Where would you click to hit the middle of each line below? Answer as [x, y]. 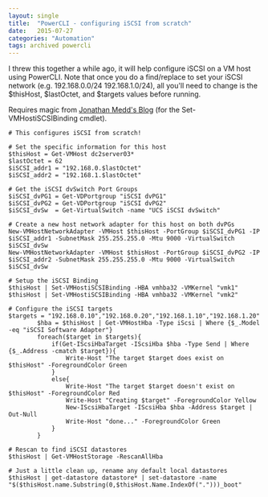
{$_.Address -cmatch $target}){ [62, 351]
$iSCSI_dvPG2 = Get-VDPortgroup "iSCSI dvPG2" [87, 203]
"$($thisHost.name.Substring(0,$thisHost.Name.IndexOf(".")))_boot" [125, 485]
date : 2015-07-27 [41, 31]
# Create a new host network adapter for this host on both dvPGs [122, 225]
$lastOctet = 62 [35, 162]
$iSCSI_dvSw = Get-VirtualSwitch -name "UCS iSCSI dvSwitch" [114, 211]
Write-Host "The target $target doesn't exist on [150, 387]
